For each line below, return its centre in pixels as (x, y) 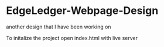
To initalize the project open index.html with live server (72, 38)
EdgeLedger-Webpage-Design (82, 11)
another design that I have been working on (59, 27)
